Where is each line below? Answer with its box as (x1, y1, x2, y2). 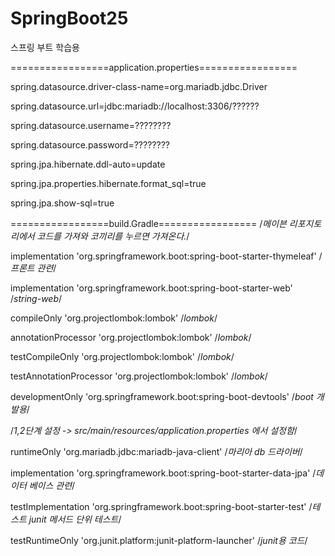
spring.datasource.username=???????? (10, 119, 172, 131)
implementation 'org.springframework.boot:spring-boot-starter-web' (10, 282, 293, 294)
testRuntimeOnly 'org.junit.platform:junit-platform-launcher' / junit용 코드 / (10, 534, 308, 546)
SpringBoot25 (10, 7, 129, 30)
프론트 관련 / (10, 262, 57, 274)
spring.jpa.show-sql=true (10, 197, 115, 209)
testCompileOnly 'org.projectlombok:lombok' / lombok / (10, 350, 235, 362)
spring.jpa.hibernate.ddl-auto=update (10, 158, 166, 170)
